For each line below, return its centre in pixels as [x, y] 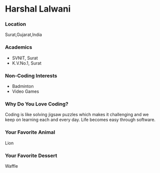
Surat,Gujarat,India [23, 35]
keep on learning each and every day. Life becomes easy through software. [80, 120]
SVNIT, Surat [25, 58]
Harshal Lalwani [38, 9]
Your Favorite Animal [30, 132]
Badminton [23, 86]
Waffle [12, 166]
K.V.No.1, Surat [27, 63]
